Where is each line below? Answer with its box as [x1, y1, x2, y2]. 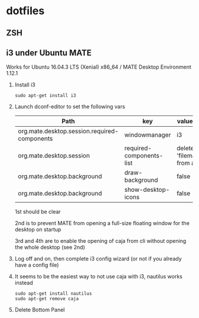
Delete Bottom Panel [14, 306, 65, 313]
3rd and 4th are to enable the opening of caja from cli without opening [14, 237, 187, 245]
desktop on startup [14, 226, 62, 233]
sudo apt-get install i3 [14, 93, 76, 99]
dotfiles [6, 4, 45, 18]
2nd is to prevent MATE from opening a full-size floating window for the [14, 220, 190, 227]
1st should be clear [14, 208, 61, 216]
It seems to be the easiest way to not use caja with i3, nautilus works [14, 273, 182, 280]
